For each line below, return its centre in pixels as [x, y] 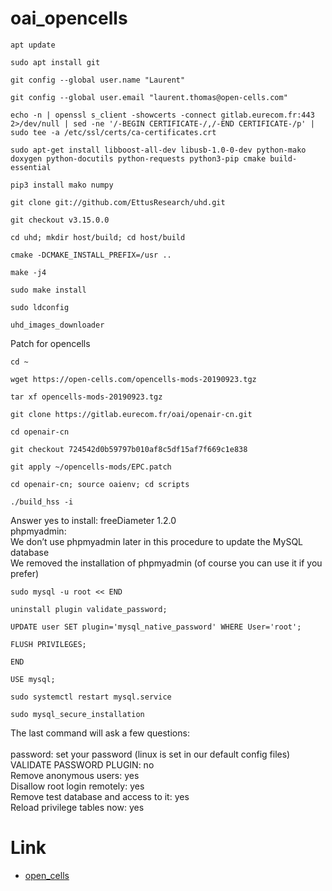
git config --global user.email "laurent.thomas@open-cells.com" [149, 97]
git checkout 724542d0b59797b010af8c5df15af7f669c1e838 [129, 449]
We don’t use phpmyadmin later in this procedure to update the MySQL [157, 541]
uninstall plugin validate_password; [89, 609]
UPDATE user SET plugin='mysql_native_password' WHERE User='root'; [156, 627]
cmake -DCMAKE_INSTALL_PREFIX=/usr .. [91, 255]
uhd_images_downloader [57, 325]
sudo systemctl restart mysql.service [91, 697]
